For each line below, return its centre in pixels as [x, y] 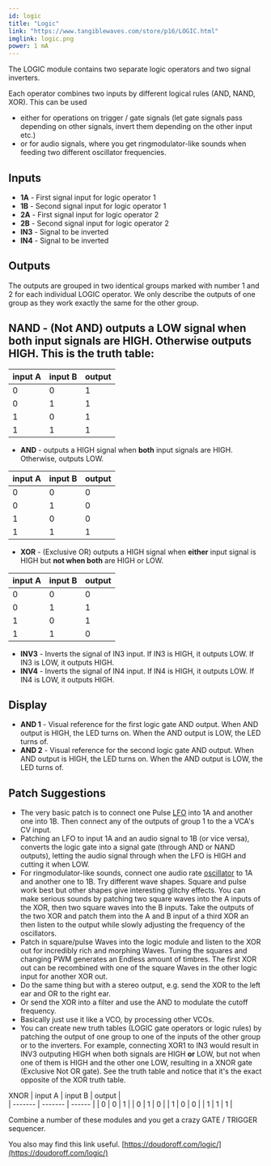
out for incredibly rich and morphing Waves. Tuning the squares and [133, 951]
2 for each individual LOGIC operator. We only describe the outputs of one [132, 294]
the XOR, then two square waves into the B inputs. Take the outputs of [137, 908]
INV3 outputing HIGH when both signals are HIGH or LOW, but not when [140, 1054]
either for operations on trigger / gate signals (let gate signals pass [131, 118]
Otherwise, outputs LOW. [61, 458]
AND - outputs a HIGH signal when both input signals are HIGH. [126, 450]
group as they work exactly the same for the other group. [104, 303]
